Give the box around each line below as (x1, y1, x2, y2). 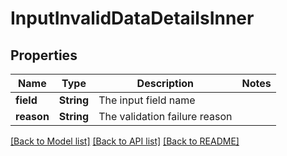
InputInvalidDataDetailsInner (10, 7, 255, 30)
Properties (10, 47, 78, 64)
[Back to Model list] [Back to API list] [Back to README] (10, 135, 240, 147)
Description (136, 77, 195, 90)
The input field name (98, 93, 196, 107)
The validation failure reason (98, 110, 233, 123)
